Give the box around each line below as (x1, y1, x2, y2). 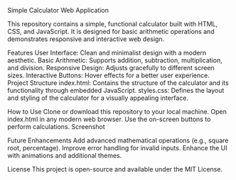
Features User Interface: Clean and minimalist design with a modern (7, 49, 207, 57)
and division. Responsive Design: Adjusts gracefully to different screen (7, 64, 215, 72)
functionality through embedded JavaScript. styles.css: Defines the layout (7, 86, 225, 94)
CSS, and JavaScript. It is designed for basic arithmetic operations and (7, 28, 215, 35)
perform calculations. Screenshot (7, 123, 105, 130)
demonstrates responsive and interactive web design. (7, 35, 165, 43)
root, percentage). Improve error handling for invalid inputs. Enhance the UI (7, 144, 227, 152)
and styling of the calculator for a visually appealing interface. (7, 94, 188, 102)
